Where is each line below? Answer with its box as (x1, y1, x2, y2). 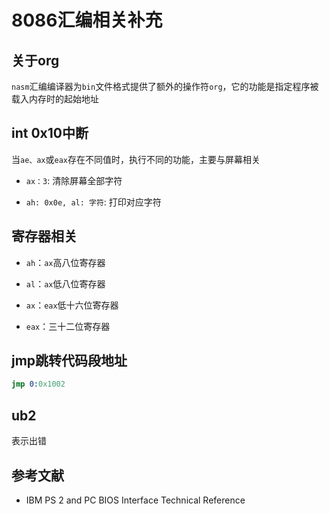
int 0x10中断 (11, 125, 89, 142)
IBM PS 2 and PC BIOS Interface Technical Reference (25, 494, 246, 506)
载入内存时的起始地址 (11, 93, 99, 105)
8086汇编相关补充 (11, 9, 163, 32)
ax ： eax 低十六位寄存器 (25, 299, 119, 311)
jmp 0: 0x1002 (11, 379, 66, 390)
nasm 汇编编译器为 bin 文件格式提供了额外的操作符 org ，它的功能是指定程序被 (11, 81, 319, 92)
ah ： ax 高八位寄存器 (25, 256, 106, 268)
